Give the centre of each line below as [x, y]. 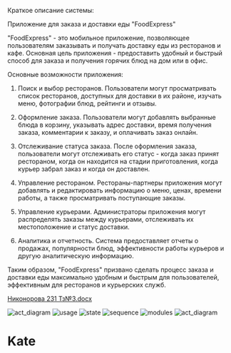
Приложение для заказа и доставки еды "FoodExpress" [92, 24]
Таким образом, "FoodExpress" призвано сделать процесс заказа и [111, 270]
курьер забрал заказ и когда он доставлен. [84, 169]
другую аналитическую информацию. [76, 256]
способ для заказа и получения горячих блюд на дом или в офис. [108, 61]
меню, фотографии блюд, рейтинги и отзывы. [87, 103]
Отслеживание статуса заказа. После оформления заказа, [107, 146]
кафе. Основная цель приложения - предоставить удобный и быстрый [115, 53]
